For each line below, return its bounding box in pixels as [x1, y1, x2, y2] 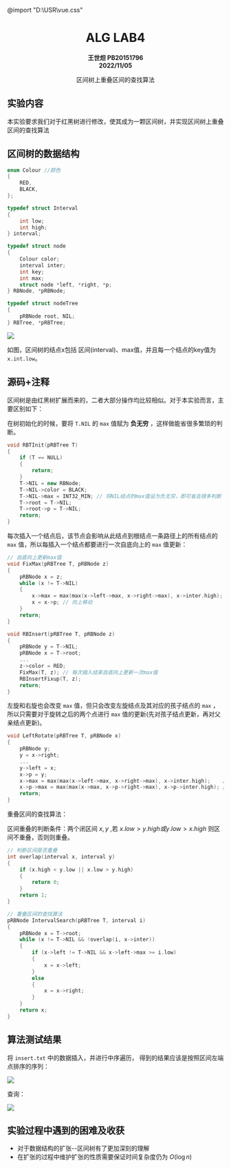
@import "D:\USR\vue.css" [7, 6, 83, 14]
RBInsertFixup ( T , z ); [19, 675, 81, 682]
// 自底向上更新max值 [7, 554, 62, 561]
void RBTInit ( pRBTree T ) [7, 441, 78, 449]
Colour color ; [19, 256, 60, 263]
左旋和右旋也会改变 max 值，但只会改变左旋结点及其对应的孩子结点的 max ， [7, 701, 219, 710]
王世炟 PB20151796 [87, 53, 144, 61]
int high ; [19, 224, 48, 231]
